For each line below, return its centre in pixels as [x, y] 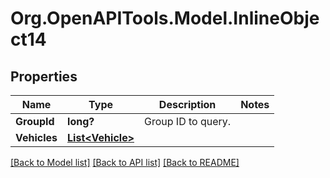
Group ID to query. [188, 121]
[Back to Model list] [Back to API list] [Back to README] [125, 162]
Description [187, 104]
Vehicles [36, 137]
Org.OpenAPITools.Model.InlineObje [165, 18]
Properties [44, 76]
